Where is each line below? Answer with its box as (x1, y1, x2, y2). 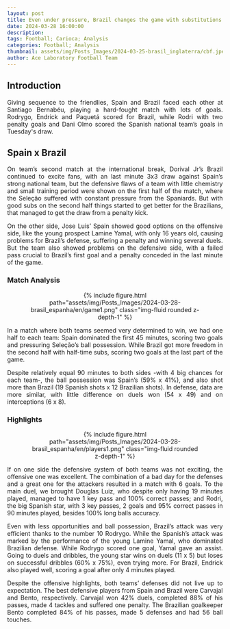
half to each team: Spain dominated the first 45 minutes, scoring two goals (7, 333, 223, 342)
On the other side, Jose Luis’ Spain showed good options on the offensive (7, 222, 223, 230)
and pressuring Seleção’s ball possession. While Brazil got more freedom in (7, 340, 223, 349)
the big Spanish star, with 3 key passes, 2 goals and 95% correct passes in (7, 501, 223, 510)
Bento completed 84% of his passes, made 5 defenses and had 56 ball (7, 608, 223, 616)
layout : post (7, 10, 44, 17)
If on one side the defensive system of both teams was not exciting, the (7, 465, 223, 473)
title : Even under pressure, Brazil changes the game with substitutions (7, 16, 222, 23)
